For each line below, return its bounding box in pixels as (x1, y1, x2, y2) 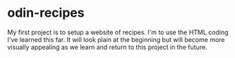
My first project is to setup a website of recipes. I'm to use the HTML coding (7, 28, 229, 36)
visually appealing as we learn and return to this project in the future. (7, 43, 207, 51)
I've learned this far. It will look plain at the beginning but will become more (7, 35, 225, 43)
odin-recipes (7, 5, 85, 21)
